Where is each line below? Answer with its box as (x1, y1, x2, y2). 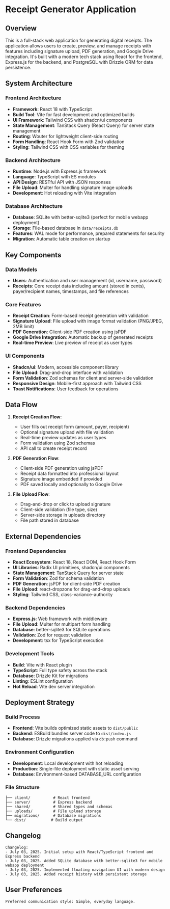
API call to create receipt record (20, 445, 88, 451)
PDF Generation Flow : (12, 455, 60, 462)
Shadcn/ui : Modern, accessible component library (12, 364, 119, 370)
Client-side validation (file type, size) (20, 506, 98, 513)
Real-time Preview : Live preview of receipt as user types (12, 340, 133, 346)
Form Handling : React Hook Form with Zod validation (12, 139, 125, 145)
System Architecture (5, 79, 73, 88)
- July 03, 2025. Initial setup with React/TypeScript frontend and (5, 849, 154, 854)
